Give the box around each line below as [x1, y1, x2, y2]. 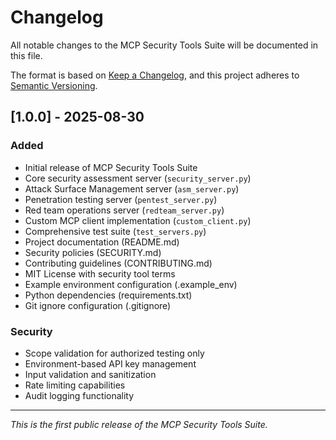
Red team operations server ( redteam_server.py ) [24, 204, 225, 216]
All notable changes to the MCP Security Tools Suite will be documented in [10, 39, 319, 51]
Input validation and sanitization [24, 368, 157, 380]
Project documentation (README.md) [24, 236, 180, 248]
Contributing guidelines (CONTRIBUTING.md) [24, 257, 213, 269]
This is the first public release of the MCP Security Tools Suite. [10, 418, 268, 430]
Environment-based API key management [24, 357, 197, 370]
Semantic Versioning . [10, 79, 98, 91]
